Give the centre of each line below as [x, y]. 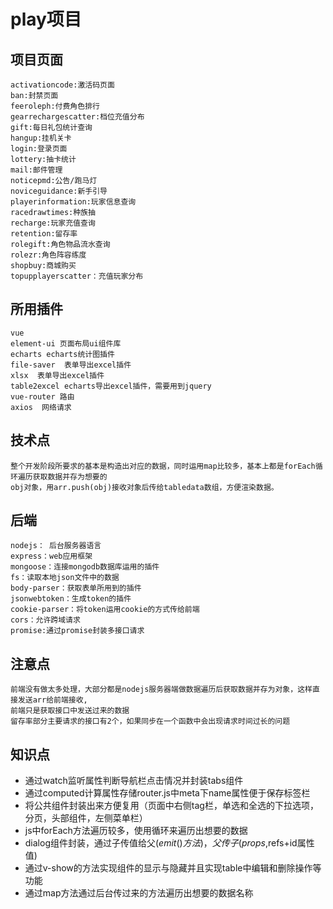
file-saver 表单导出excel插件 [71, 365]
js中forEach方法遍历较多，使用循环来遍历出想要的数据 [136, 831]
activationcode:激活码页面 [62, 85]
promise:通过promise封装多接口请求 [77, 631]
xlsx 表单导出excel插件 [57, 375]
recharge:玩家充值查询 [53, 223]
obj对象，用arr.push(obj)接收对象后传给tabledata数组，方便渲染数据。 [144, 487]
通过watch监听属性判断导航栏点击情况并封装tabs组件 [134, 781]
